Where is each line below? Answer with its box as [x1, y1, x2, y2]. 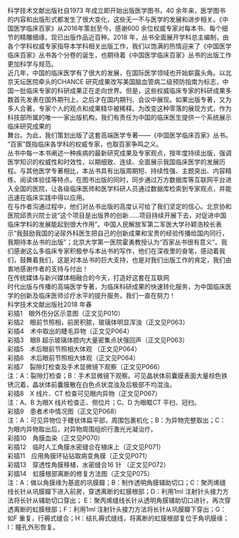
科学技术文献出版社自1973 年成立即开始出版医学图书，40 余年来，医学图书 [7, 6, 226, 14]
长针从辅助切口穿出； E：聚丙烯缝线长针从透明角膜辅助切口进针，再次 [19, 496, 225, 505]
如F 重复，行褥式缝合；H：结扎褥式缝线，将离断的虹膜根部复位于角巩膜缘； [7, 514, 230, 522]
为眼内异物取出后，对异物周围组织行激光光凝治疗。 [7, 425, 157, 433]
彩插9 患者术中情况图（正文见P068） [7, 407, 121, 415]
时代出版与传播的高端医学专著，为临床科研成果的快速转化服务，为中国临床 [7, 282, 225, 291]
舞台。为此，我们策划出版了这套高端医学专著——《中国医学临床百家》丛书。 [7, 131, 232, 139]
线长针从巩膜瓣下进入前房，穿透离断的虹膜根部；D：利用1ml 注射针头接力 [7, 487, 223, 495]
